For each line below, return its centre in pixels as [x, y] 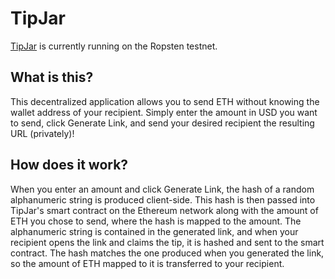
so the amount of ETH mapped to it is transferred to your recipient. [147, 263]
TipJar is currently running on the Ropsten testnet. [114, 46]
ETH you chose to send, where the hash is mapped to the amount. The [156, 221]
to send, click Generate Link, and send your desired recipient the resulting [162, 123]
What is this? [52, 77]
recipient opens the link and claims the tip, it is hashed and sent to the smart [167, 242]
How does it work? [69, 165]
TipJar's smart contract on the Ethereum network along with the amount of [164, 210]
